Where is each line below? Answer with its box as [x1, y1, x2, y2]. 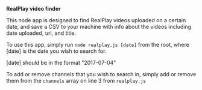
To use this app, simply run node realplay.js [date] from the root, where [6, 41, 190, 48]
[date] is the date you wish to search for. [6, 47, 107, 55]
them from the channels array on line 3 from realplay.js [6, 77, 147, 84]
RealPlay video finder [6, 5, 62, 12]
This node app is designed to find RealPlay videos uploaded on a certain [6, 17, 186, 23]
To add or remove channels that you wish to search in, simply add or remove [6, 71, 197, 77]
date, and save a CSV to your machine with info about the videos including [6, 23, 192, 30]
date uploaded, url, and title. [6, 29, 77, 37]
